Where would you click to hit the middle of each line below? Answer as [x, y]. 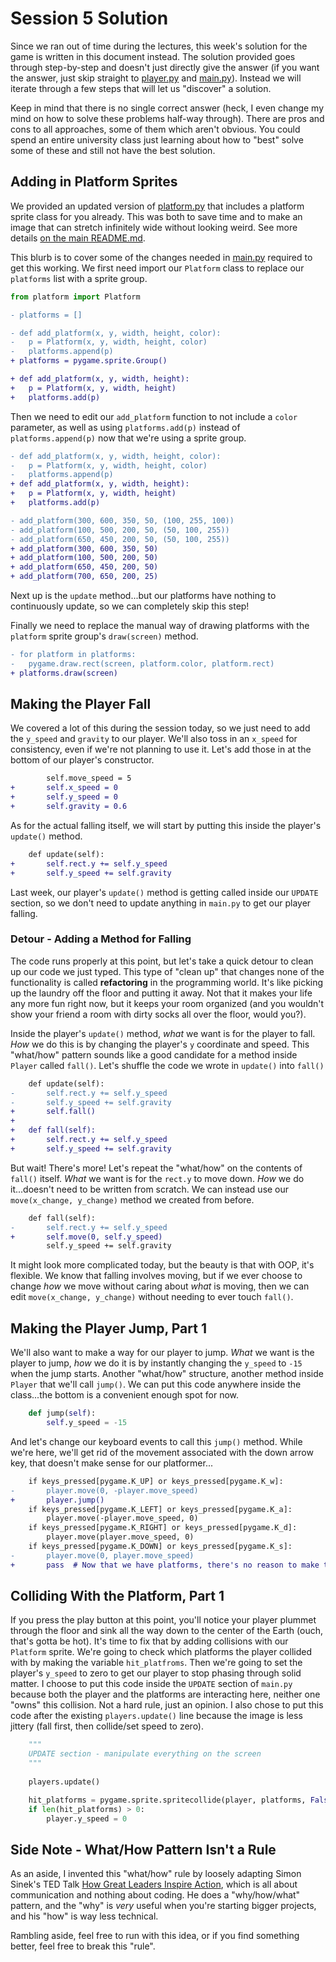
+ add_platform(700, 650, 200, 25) [84, 577]
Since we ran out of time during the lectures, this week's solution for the [159, 46]
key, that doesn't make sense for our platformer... [112, 1463]
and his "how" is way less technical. [84, 1916]
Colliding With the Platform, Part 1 [117, 1596]
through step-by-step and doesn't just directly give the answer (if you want [165, 67]
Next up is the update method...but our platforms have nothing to [143, 595]
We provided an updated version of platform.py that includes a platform [157, 206]
